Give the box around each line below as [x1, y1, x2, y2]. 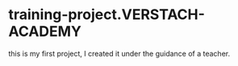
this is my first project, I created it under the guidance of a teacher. [8, 49, 231, 58]
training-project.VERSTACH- [8, 6, 206, 24]
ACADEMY [8, 22, 82, 41]
